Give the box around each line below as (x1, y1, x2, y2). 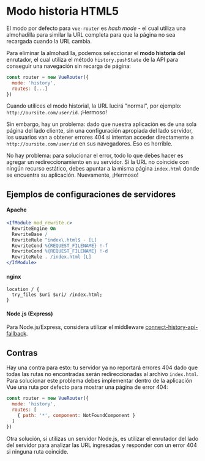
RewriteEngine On (12, 225, 56, 232)
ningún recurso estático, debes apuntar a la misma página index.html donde (6, 165, 199, 172)
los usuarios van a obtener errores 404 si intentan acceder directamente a (6, 133, 194, 141)
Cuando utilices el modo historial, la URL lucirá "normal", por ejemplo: (6, 102, 182, 109)
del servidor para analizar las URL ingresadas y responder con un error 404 (6, 441, 197, 449)
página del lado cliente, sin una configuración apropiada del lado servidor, (6, 127, 193, 135)
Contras (6, 347, 38, 358)
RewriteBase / (12, 231, 48, 237)
